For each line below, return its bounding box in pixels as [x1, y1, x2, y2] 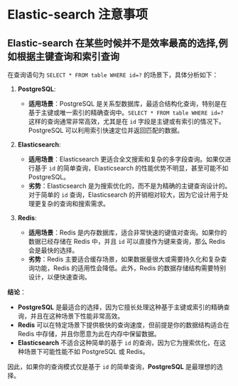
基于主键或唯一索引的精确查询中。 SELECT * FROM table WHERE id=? [28, 108, 224, 117]
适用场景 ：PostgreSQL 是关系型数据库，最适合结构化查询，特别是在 [28, 100, 227, 107]
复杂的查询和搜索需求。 [40, 200, 110, 208]
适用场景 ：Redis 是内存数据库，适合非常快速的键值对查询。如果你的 [28, 228, 227, 237]
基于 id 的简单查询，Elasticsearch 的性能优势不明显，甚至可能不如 [34, 164, 229, 172]
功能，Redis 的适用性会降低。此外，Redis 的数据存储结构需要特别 [34, 264, 227, 272]
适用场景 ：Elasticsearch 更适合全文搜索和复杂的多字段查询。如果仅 [28, 155, 225, 163]
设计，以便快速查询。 [28, 273, 91, 281]
